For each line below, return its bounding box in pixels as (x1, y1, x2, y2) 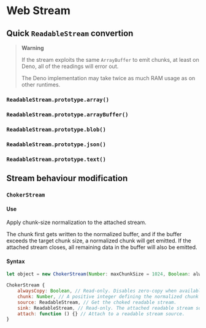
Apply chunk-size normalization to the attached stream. (6, 218, 147, 226)
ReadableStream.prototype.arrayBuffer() (6, 111, 129, 118)
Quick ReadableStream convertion (6, 28, 134, 39)
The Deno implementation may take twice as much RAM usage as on (21, 75, 196, 81)
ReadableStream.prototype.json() (6, 141, 106, 147)
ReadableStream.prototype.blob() (6, 126, 106, 133)
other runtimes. (21, 81, 61, 88)
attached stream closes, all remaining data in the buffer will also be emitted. (6, 244, 197, 251)
